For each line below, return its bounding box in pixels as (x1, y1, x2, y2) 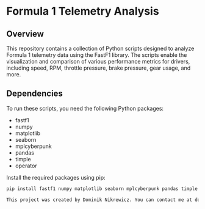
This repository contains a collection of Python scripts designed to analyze (6, 45, 195, 52)
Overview (6, 29, 45, 39)
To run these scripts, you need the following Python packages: (6, 105, 164, 112)
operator (15, 162, 38, 169)
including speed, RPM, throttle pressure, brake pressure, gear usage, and (6, 64, 191, 71)
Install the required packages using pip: (6, 174, 106, 181)
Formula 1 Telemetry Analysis (6, 4, 160, 18)
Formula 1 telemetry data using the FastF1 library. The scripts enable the (6, 51, 187, 59)
